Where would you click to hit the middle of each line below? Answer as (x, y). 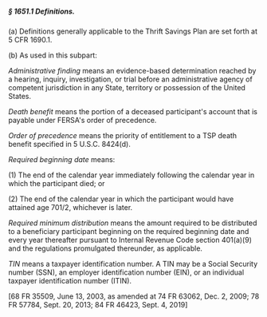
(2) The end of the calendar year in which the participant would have (121, 199)
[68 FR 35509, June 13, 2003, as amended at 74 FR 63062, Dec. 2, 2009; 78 (134, 296)
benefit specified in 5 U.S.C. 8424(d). (70, 144)
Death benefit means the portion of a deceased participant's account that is (133, 111)
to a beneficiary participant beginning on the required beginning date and (129, 231)
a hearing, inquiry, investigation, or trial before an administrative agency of (130, 79)
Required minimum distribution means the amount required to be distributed (133, 223)
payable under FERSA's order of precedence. (82, 120)
